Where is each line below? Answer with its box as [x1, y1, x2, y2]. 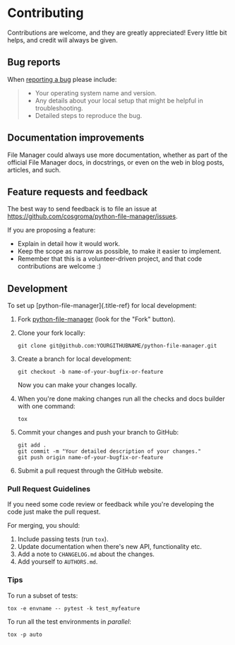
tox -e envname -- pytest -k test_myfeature [7, 605, 140, 612]
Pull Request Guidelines [7, 484, 90, 494]
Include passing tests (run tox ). [17, 535, 109, 543]
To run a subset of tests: [7, 591, 78, 600]
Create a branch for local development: [17, 355, 132, 363]
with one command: [17, 402, 76, 410]
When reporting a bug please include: [7, 75, 117, 83]
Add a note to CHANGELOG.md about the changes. [17, 550, 155, 559]
